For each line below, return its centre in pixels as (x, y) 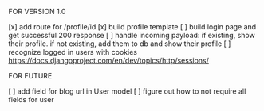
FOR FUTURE (30, 76)
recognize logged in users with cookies (73, 52)
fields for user (31, 100)
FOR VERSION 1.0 (37, 11)
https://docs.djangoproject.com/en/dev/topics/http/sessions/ (109, 60)
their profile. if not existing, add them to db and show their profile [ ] (120, 44)
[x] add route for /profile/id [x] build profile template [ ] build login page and (132, 27)
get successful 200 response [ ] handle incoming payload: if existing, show (132, 35)
